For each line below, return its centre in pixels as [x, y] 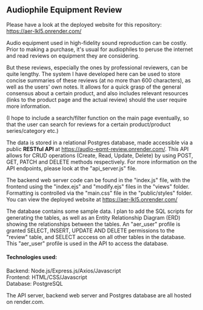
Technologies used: [32, 257]
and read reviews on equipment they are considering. [73, 56]
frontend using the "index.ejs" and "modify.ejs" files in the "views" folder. [98, 186]
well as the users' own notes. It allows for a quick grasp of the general [94, 87]
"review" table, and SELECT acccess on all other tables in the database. [96, 237]
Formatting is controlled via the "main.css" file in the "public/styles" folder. [99, 193]
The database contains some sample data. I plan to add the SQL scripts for [100, 211]
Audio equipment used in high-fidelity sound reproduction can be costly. [97, 42]
